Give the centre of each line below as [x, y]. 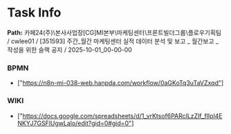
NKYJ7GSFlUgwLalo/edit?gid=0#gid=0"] [75, 123]
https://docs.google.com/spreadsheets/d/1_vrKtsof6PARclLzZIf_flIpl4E [122, 115]
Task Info [34, 13]
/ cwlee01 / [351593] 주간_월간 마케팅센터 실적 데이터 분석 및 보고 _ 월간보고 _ [113, 41]
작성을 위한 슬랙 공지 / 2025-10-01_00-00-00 [70, 49]
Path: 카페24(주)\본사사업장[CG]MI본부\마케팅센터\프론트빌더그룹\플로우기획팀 [114, 32]
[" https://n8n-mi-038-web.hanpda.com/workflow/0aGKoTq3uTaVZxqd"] [120, 83]
